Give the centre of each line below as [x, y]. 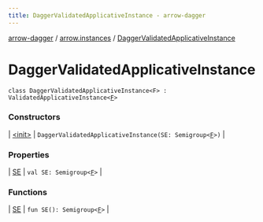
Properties [29, 154]
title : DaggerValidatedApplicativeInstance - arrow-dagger [107, 15]
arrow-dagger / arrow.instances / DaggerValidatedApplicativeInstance [122, 38]
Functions [28, 192]
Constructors [34, 117]
